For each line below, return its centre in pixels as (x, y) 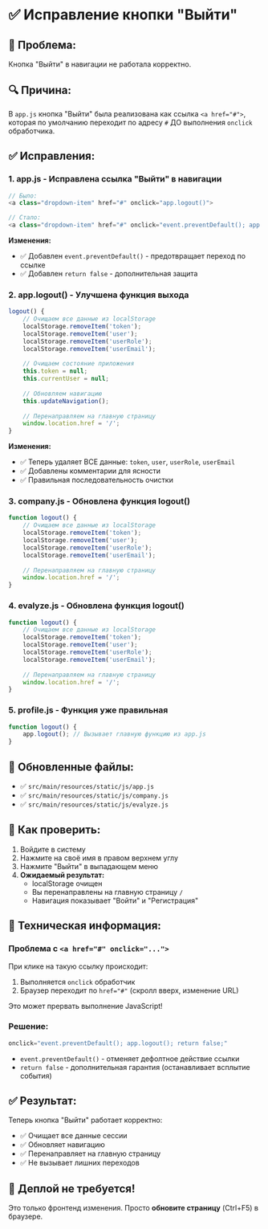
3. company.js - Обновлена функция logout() (99, 501)
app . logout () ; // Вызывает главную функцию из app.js (114, 734)
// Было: (23, 196)
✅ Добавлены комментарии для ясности (90, 471)
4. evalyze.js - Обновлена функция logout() (96, 606)
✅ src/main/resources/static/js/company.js (94, 795)
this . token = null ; (55, 371)
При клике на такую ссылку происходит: (78, 966)
